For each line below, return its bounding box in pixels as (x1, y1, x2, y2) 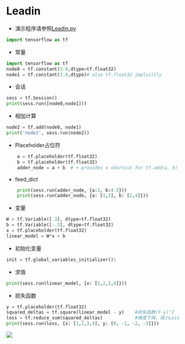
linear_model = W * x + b (6, 233, 66, 239)
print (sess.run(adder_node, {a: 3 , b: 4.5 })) (17, 187, 128, 193)
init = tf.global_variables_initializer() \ (6, 256, 117, 262)
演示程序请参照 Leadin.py (14, 25, 77, 32)
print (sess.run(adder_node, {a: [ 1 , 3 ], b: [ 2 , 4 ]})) (17, 193, 148, 199)
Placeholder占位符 (14, 141, 61, 148)
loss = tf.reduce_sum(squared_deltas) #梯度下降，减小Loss (6, 315, 180, 321)
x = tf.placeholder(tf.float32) (6, 228, 87, 234)
